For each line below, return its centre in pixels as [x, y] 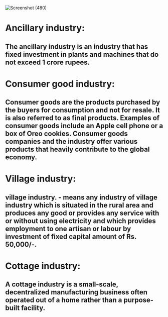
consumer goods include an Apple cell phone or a [84, 126]
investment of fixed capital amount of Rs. [71, 236]
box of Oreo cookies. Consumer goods [66, 134]
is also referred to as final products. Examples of [82, 118]
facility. [33, 308]
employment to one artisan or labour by [68, 229]
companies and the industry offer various [71, 141]
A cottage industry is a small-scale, [62, 285]
